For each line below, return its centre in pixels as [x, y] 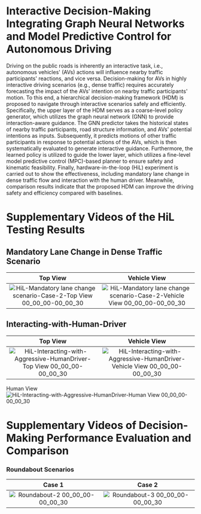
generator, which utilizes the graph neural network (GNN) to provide [90, 116]
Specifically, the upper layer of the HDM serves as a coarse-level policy [95, 110]
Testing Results [46, 230]
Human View [22, 388]
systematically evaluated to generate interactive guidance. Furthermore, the [100, 148]
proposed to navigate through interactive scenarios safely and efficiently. [96, 104]
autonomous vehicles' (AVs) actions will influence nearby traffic [85, 72]
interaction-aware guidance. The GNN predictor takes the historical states [97, 123]
